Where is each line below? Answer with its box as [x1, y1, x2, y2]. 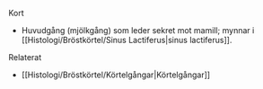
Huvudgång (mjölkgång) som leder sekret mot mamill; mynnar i [21, 25, 255, 35]
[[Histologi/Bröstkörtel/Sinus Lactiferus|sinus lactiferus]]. [21, 35, 232, 45]
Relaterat [8, 52, 42, 62]
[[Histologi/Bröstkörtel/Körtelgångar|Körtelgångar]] [21, 69, 211, 80]
